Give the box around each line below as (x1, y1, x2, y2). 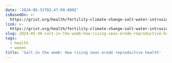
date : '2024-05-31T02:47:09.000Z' (5, 7, 79, 13)
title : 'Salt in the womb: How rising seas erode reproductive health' (5, 50, 161, 55)
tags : (5, 36, 17, 41)
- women (10, 45, 27, 50)
